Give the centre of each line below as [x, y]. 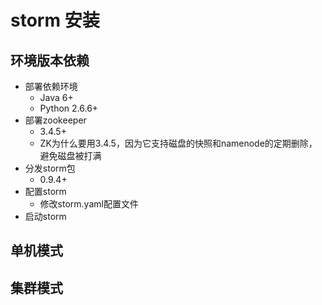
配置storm [45, 191]
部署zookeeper [55, 120]
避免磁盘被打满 [70, 155]
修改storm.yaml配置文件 [89, 204]
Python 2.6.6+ [69, 108]
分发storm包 [50, 168]
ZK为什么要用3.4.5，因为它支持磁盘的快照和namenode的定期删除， [178, 143]
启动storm [45, 216]
